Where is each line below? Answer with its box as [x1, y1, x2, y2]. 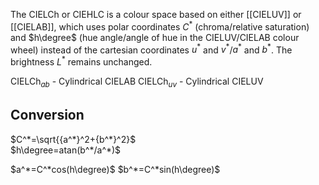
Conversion [10, 107, 85, 124]
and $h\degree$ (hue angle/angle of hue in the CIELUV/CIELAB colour [10, 31, 300, 43]
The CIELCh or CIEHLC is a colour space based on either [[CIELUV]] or [10, 9, 302, 20]
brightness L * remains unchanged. [10, 54, 153, 68]
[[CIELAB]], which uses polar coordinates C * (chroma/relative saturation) [10, 19, 310, 33]
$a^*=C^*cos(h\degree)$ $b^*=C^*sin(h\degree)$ [10, 163, 221, 175]
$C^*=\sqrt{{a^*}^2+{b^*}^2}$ [10, 133, 137, 145]
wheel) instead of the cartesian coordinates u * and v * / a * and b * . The [10, 42, 293, 56]
